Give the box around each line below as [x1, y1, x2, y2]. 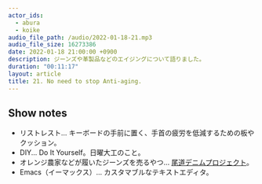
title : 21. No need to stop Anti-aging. [8, 77, 143, 85]
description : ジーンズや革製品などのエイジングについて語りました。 [8, 56, 206, 64]
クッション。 [19, 138, 61, 148]
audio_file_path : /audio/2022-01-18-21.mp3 [8, 33, 153, 42]
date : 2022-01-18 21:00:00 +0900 [8, 48, 118, 56]
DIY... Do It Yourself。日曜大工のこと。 [19, 148, 145, 157]
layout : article [8, 70, 61, 78]
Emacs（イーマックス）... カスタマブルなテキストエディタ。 [19, 167, 213, 177]
